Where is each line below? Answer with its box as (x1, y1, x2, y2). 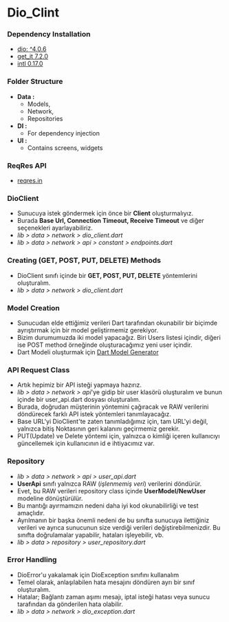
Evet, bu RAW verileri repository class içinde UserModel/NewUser (17, 486, 206, 495)
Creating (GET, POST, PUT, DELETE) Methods (7, 256, 162, 266)
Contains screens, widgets (27, 143, 103, 152)
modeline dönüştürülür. (17, 494, 83, 502)
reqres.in (17, 177, 43, 185)
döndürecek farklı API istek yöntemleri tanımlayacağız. (17, 410, 172, 418)
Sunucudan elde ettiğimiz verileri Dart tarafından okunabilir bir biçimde (17, 319, 218, 327)
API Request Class (7, 365, 70, 374)
